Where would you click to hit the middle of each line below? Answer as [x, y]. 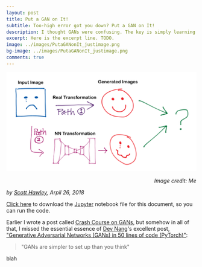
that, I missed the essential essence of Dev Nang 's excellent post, [88, 229]
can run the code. [28, 211]
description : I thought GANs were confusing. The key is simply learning [101, 32]
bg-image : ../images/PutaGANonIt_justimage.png [67, 51]
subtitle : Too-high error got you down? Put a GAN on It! [80, 25]
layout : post [23, 13]
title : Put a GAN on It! [37, 19]
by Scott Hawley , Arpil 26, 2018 [45, 193]
